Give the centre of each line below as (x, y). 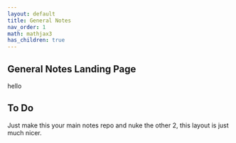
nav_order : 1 (27, 27)
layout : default (31, 14)
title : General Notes (39, 21)
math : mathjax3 (30, 34)
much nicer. (25, 132)
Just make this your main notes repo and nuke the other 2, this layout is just (118, 125)
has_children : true (36, 40)
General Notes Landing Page (72, 69)
